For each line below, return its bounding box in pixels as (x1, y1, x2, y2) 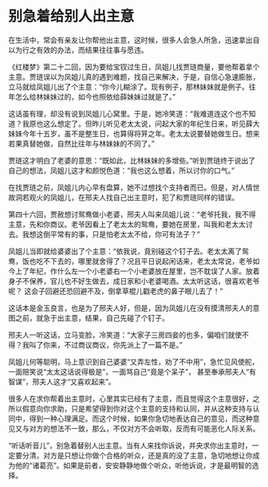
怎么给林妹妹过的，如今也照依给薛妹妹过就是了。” (14, 92, 176, 101)
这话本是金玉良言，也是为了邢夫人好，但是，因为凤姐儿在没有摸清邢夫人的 (8, 303, 253, 312)
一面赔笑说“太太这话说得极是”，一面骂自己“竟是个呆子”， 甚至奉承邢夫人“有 (8, 367, 257, 376)
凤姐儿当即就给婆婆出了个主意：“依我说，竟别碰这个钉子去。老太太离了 (8, 246, 242, 256)
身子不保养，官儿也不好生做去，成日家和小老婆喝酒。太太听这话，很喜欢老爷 (8, 276, 260, 285)
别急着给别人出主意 (8, 7, 135, 26)
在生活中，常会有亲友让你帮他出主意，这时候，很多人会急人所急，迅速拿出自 (8, 35, 260, 45)
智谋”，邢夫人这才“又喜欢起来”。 (8, 376, 116, 387)
